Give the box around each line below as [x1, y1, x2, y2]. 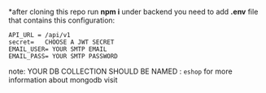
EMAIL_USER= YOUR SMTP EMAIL [8, 45, 107, 53]
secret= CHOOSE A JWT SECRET [8, 38, 115, 46]
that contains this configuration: [8, 15, 116, 25]
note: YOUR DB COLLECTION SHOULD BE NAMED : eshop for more [8, 66, 233, 76]
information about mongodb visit [8, 75, 118, 84]
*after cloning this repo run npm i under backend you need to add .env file [8, 7, 259, 16]
